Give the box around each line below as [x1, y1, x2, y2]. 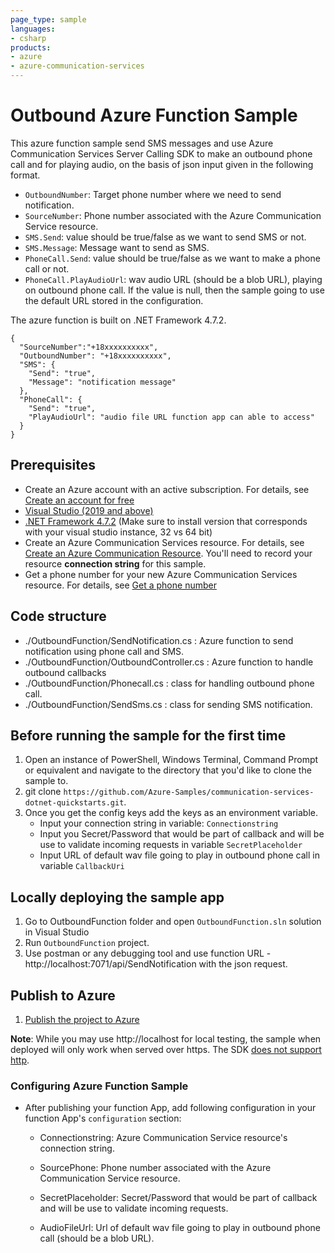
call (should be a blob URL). [39, 1232, 155, 1245]
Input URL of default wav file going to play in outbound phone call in [39, 849, 320, 861]
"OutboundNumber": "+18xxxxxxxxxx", [19, 351, 172, 361]
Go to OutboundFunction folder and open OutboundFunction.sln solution [24, 916, 322, 928]
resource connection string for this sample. [24, 557, 207, 570]
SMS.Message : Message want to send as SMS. [24, 241, 210, 253]
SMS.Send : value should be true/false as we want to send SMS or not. [24, 231, 307, 243]
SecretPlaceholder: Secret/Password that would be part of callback [39, 1192, 318, 1204]
